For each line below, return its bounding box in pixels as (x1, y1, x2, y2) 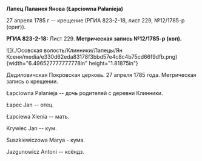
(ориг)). (6, 24, 26, 30)
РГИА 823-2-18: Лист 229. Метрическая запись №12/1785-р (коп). (6, 35, 182, 42)
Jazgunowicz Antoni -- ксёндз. (6, 148, 85, 155)
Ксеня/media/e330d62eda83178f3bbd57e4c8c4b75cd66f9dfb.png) (6, 53, 178, 60)
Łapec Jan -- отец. (6, 101, 55, 108)
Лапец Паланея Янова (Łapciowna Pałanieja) (6, 5, 123, 12)
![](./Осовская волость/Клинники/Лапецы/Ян (6, 47, 123, 54)
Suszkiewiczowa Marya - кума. (6, 136, 86, 143)
